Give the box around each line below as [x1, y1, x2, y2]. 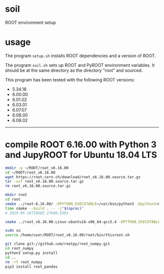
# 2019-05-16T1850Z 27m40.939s [5, 211, 69, 215]
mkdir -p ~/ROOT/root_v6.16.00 [5, 165, 69, 170]
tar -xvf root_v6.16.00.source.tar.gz [5, 179, 84, 184]
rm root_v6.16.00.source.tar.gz [5, 184, 71, 189]
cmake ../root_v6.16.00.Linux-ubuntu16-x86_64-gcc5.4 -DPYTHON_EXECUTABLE [5, 219, 161, 224]
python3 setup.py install [5, 250, 58, 255]
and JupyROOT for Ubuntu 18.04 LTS [5, 150, 157, 160]
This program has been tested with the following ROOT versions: [5, 77, 135, 82]
